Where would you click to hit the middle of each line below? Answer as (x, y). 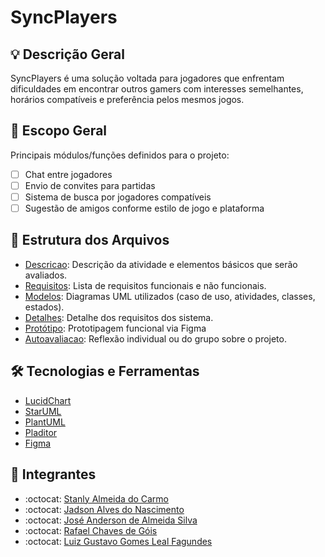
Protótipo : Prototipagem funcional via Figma (115, 328)
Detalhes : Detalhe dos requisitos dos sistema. (119, 317)
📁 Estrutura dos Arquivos (90, 240)
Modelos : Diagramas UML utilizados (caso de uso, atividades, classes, (170, 296)
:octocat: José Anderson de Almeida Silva (111, 520)
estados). (44, 307)
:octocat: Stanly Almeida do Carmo (97, 498)
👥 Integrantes (53, 474)
